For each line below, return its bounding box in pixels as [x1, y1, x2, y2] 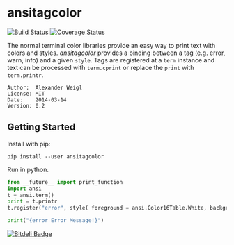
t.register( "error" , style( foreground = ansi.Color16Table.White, [7, 205, 208, 212]
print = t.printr [7, 198, 58, 205]
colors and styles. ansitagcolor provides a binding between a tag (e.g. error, [7, 49, 226, 57]
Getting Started [7, 121, 76, 133]
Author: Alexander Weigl [7, 84, 82, 91]
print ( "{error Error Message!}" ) [7, 217, 104, 224]
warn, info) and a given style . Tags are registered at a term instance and [7, 56, 214, 64]
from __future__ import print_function [7, 178, 123, 185]
